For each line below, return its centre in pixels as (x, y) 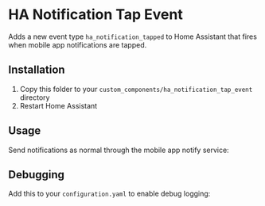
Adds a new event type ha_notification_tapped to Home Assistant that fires (132, 36)
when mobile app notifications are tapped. (78, 44)
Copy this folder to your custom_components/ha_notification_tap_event (136, 89)
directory (35, 97)
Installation (37, 70)
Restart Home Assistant (58, 105)
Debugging (37, 175)
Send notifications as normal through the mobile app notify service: (119, 150)
